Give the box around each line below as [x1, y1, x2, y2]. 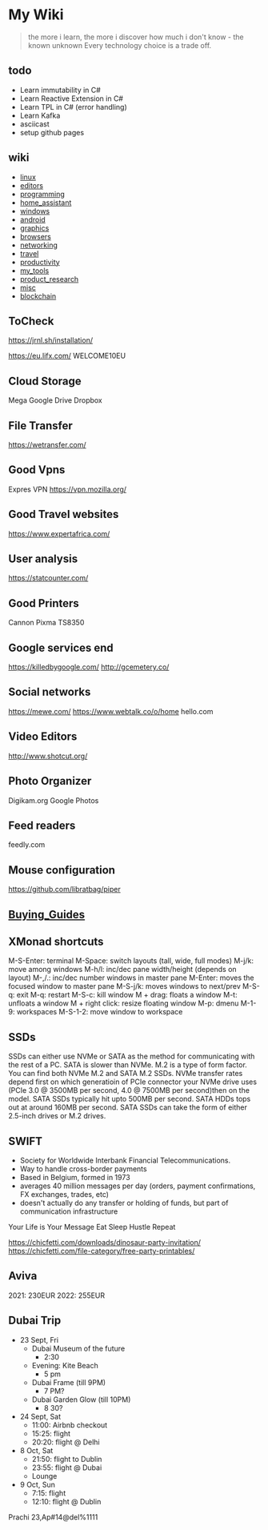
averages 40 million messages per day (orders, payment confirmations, [19, 1181, 256, 1191]
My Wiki [8, 6, 64, 24]
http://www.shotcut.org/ [8, 751, 88, 761]
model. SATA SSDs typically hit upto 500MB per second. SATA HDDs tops [8, 1094, 251, 1104]
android [19, 215, 46, 224]
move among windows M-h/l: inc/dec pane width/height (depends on [8, 965, 238, 974]
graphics [19, 223, 50, 233]
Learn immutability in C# [19, 85, 102, 94]
